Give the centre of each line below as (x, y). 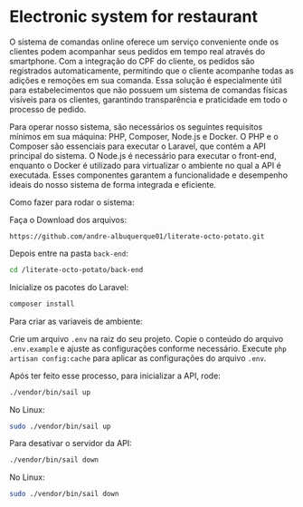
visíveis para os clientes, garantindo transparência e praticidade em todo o (148, 99)
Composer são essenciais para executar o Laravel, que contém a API (138, 146)
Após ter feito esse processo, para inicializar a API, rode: (115, 375)
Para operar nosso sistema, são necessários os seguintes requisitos (136, 127)
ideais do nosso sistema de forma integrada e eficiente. (113, 184)
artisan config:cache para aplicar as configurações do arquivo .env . (138, 358)
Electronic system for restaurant (133, 17)
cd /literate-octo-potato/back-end (76, 269)
